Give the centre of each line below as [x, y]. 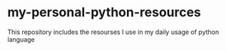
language [21, 39]
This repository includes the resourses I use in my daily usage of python [113, 32]
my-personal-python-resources [104, 12]
